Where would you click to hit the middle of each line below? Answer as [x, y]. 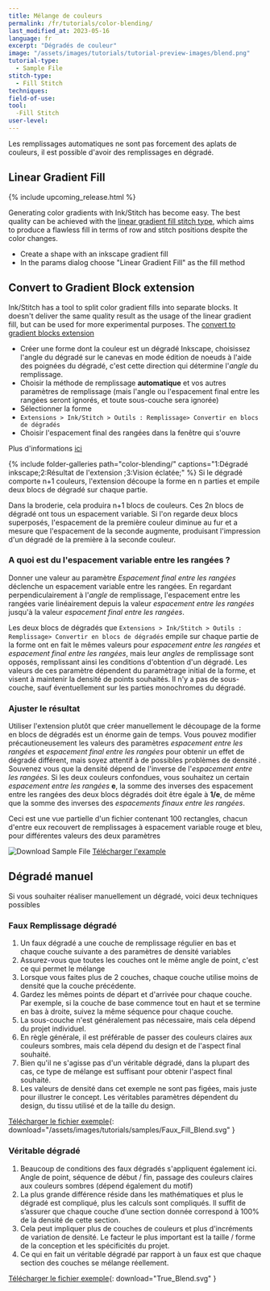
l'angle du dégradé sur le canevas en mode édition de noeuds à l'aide [136, 357]
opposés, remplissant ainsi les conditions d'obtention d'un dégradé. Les [128, 662]
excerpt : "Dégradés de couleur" [62, 46]
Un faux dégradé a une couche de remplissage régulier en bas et [128, 943]
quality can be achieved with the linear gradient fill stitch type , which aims [131, 221]
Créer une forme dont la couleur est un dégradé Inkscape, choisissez [135, 348]
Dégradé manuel [51, 876]
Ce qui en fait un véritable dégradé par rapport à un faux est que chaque [141, 1254]
